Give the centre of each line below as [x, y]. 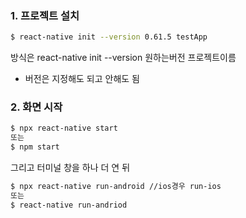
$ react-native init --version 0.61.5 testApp [109, 37]
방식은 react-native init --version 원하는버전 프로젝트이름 [123, 58]
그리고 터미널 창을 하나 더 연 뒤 [70, 168]
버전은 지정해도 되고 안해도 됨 [82, 79]
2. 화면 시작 [36, 107]
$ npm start [35, 147]
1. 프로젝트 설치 [45, 15]
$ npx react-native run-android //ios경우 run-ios [116, 187]
